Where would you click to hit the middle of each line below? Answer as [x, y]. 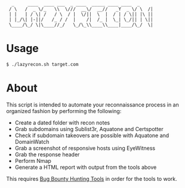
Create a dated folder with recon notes [62, 122]
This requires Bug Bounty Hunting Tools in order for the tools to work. [92, 178]
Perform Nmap [33, 160]
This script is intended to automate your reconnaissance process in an [92, 104]
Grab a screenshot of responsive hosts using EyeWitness [85, 148]
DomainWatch [32, 141]
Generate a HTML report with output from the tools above [86, 167]
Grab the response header [47, 154]
